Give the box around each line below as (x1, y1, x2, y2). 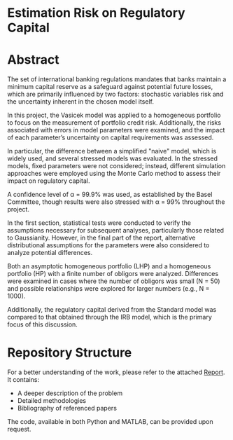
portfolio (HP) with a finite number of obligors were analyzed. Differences (7, 270, 219, 278)
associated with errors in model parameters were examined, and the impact (7, 126, 225, 135)
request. (7, 425, 31, 434)
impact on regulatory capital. (7, 177, 90, 185)
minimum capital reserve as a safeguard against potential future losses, (7, 83, 213, 91)
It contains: (7, 376, 40, 384)
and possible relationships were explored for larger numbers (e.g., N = (7, 284, 210, 293)
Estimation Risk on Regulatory (7, 5, 185, 21)
